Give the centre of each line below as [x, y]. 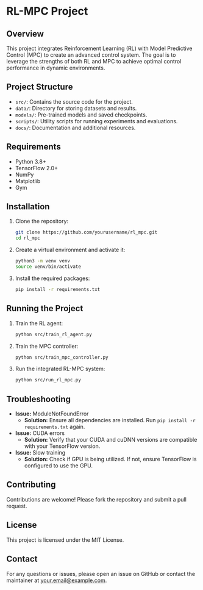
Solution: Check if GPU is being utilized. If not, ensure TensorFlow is [110, 459]
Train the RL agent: [39, 323]
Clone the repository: [42, 221]
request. [17, 506]
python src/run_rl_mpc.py [48, 380]
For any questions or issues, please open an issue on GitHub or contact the [101, 574]
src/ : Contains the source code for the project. [74, 101]
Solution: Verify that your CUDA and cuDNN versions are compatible [111, 440]
